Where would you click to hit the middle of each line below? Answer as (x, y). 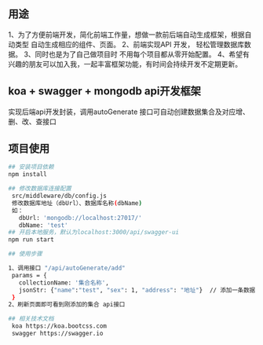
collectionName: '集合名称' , (64, 283)
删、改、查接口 (32, 121)
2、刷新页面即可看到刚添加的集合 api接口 (67, 305)
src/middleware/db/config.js (59, 196)
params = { (29, 275)
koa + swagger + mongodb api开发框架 (105, 92)
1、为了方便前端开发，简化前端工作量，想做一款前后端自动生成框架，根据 (126, 35)
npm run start (31, 240)
